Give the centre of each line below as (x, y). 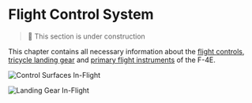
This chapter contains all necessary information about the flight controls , (126, 51)
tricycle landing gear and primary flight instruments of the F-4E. (112, 60)
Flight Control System (81, 15)
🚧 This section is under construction (87, 36)
